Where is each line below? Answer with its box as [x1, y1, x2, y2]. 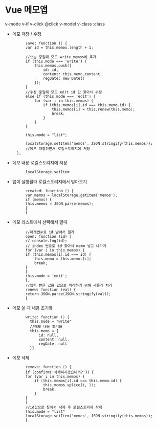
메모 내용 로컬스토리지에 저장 [12, 159, 67, 165]
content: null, [38, 337, 69, 342]
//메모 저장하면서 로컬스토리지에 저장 [25, 146, 90, 151]
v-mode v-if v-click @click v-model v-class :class [5, 21, 105, 27]
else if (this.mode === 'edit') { [25, 94, 96, 99]
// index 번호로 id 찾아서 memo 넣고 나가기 [25, 243, 107, 248]
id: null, [38, 333, 59, 337]
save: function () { [25, 41, 67, 45]
